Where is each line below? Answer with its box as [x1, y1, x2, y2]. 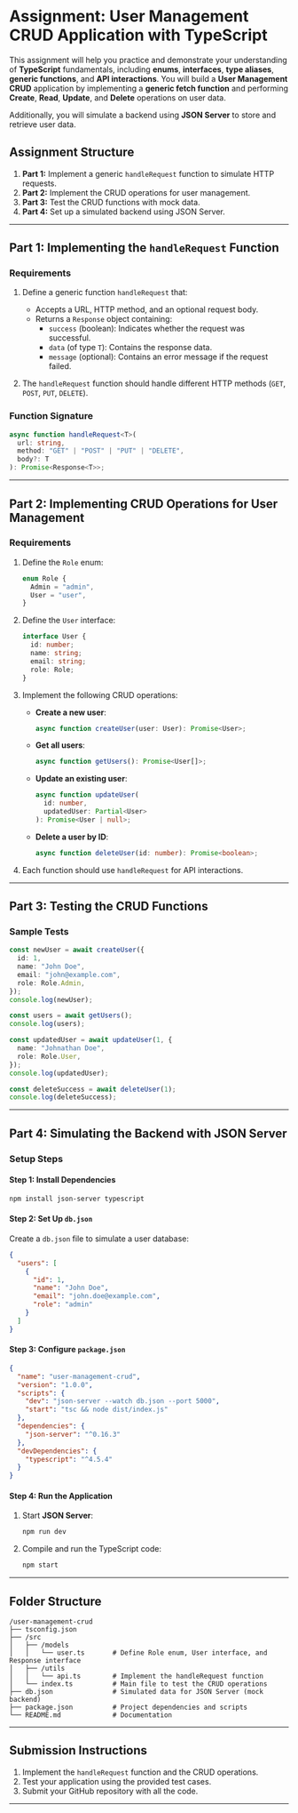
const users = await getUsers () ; [9, 1011, 133, 1020]
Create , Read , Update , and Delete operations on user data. [9, 92, 226, 103]
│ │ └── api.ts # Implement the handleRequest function [9, 1672, 264, 1681]
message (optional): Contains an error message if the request [48, 351, 269, 362]
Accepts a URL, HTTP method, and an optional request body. [35, 304, 259, 315]
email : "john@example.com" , [17, 970, 122, 979]
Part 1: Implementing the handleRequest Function [9, 240, 279, 255]
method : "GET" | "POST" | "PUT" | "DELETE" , [17, 446, 184, 455]
